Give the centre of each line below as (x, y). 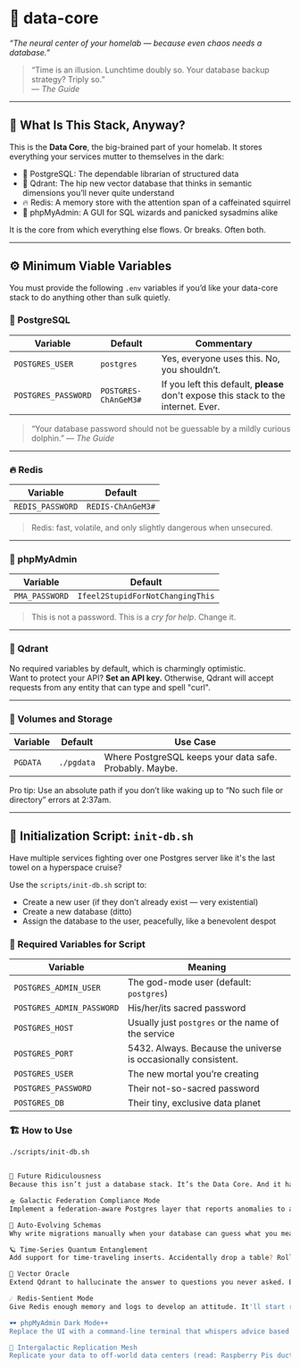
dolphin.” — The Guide (73, 438)
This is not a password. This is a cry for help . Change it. (133, 617)
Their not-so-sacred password (194, 1088)
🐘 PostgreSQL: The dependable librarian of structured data (130, 173)
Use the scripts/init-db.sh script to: (78, 884)
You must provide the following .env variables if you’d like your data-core (144, 287)
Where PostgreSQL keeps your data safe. (191, 757)
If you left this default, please (222, 384)
